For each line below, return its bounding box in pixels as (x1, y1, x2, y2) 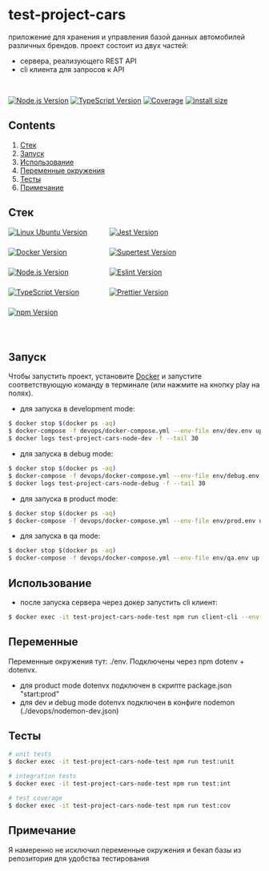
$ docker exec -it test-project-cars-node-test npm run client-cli (8, 612, 239, 621)
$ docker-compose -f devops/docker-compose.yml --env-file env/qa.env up (8, 554, 260, 562)
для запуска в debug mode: (19, 449, 114, 458)
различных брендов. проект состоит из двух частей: (8, 40, 188, 50)
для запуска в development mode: (19, 404, 135, 414)
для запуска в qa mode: (19, 531, 101, 541)
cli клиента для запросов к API (19, 64, 125, 74)
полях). (8, 388, 34, 398)
